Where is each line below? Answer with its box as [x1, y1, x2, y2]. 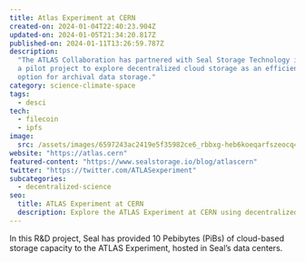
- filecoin [17, 115, 59, 124]
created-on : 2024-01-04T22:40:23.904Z [9, 22, 156, 31]
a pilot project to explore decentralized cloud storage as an [17, 65, 261, 74]
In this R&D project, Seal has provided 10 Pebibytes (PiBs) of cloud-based [9, 233, 284, 244]
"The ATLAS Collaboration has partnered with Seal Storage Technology [17, 55, 290, 65]
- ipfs [17, 124, 43, 133]
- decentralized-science [17, 183, 112, 192]
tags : [9, 89, 30, 98]
